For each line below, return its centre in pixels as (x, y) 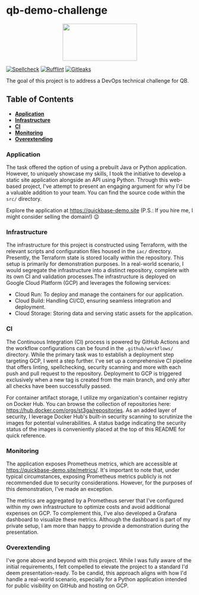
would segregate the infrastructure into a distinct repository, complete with (98, 270)
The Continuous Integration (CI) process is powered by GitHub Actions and (98, 342)
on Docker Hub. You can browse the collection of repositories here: (89, 404)
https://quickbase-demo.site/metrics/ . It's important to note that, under (93, 470)
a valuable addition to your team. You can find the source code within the (96, 193)
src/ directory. (24, 199)
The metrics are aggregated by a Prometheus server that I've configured (95, 500)
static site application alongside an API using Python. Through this (87, 180)
